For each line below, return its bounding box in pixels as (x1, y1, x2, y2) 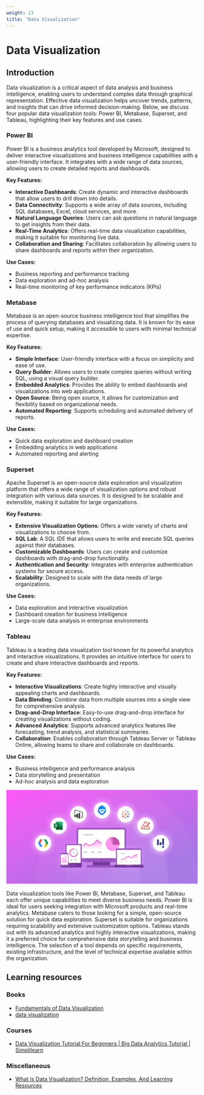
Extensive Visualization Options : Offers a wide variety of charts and (15, 522, 188, 530)
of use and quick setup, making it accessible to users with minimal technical (6, 325, 197, 332)
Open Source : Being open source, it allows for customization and (15, 394, 179, 402)
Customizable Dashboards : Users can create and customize (15, 548, 168, 555)
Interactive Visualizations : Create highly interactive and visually (15, 683, 177, 690)
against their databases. (15, 541, 76, 549)
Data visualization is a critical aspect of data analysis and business (6, 84, 173, 91)
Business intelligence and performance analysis (15, 765, 135, 772)
